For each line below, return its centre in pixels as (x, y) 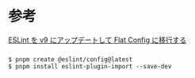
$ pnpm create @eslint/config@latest (71, 59)
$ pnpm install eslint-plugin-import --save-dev (90, 66)
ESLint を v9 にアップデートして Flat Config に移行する (97, 40)
